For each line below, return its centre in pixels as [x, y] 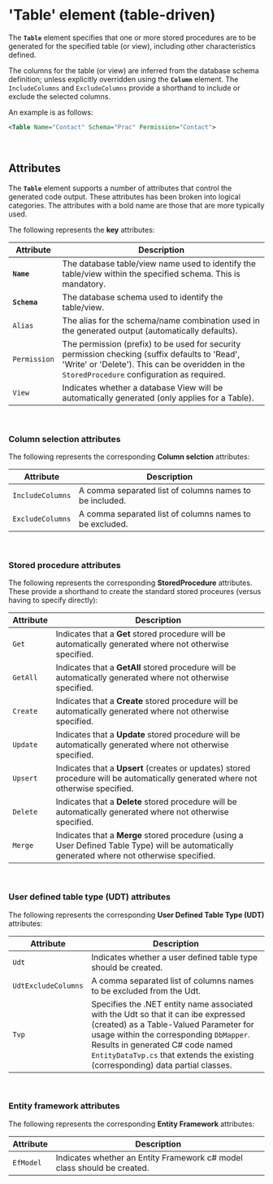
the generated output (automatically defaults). [150, 330]
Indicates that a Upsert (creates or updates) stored [153, 768]
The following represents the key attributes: [82, 229]
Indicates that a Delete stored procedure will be [146, 802]
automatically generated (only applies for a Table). [158, 398]
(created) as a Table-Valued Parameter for [173, 1025]
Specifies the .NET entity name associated [172, 1004]
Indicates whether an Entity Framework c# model [149, 1157]
